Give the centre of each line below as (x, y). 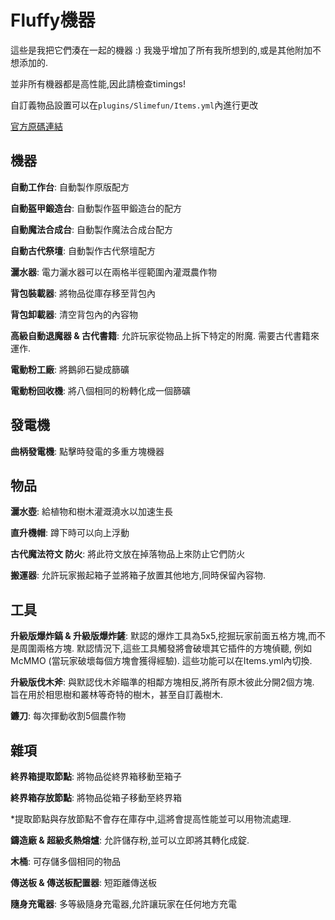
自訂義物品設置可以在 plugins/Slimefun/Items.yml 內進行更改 (134, 105)
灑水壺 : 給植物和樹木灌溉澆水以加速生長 (91, 512)
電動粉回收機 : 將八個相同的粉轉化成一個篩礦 (100, 390)
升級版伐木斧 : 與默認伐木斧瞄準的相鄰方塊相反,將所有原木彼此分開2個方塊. (162, 682)
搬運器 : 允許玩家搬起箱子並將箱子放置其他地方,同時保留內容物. (138, 575)
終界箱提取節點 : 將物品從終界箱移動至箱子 (96, 776)
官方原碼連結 (36, 126)
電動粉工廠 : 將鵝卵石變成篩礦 (70, 369)
